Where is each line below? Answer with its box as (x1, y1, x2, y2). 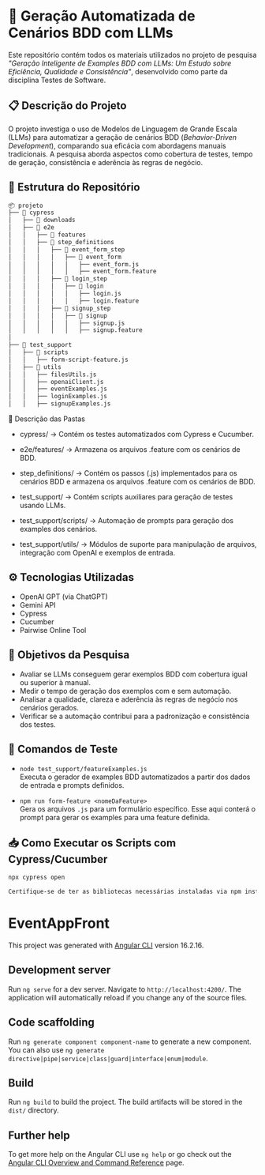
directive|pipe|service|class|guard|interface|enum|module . (8, 1053, 208, 1063)
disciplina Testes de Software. (8, 75, 106, 85)
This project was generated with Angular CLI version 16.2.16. (8, 940, 204, 950)
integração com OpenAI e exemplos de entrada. (19, 548, 176, 558)
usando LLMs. (19, 501, 66, 510)
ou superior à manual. (19, 677, 91, 687)
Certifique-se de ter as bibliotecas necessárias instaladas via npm (8, 888, 242, 896)
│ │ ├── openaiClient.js (8, 378, 104, 386)
